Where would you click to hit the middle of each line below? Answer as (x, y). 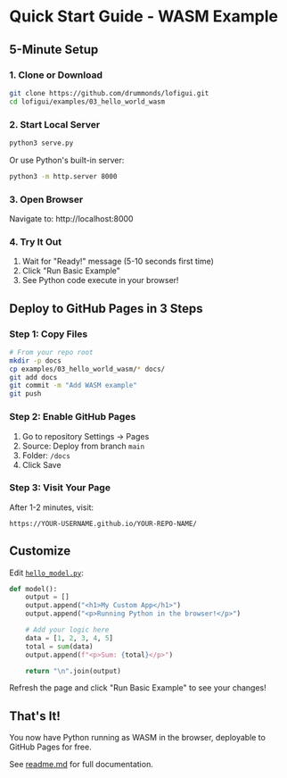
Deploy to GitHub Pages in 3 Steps (106, 309)
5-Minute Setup (54, 50)
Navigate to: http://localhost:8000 (71, 218)
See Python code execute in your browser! (100, 280)
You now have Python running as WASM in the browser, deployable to (137, 738)
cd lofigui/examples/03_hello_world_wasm (87, 101)
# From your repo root (51, 352)
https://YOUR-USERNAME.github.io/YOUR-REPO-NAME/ (103, 523)
